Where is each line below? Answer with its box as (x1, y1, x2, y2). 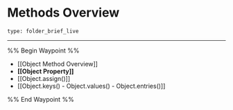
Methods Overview (7, 5, 120, 21)
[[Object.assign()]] (17, 74, 71, 82)
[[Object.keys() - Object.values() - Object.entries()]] (17, 82, 166, 90)
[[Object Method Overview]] (17, 59, 98, 68)
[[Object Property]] (17, 67, 74, 75)
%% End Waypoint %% (7, 95, 74, 103)
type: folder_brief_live (7, 28, 79, 35)
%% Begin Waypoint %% (7, 46, 80, 55)
